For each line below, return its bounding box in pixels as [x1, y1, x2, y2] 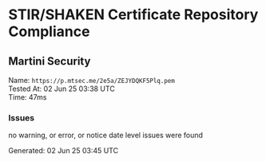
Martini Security [8, 54, 91, 68]
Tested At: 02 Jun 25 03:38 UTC [8, 84, 116, 93]
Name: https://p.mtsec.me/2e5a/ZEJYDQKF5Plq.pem [8, 76, 176, 85]
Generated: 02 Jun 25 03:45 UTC [8, 146, 118, 156]
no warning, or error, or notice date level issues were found [8, 130, 204, 140]
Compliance [8, 22, 90, 41]
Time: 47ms [8, 93, 47, 101]
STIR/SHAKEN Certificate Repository [8, 6, 259, 24]
